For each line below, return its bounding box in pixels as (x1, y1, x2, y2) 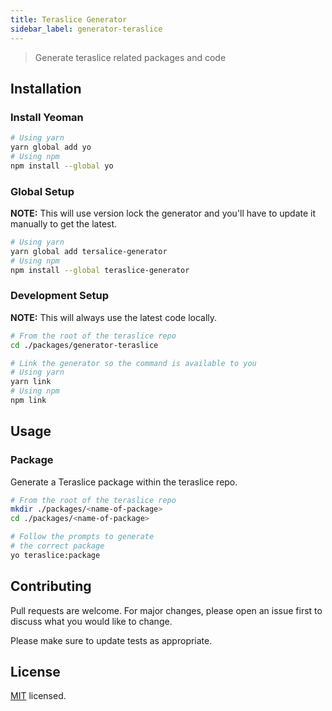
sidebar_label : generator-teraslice (10, 24, 163, 34)
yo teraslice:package (10, 550, 101, 560)
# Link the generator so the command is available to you (10, 358, 257, 368)
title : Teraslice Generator (10, 14, 128, 25)
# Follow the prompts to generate (10, 532, 155, 542)
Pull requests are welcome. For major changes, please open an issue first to (10, 604, 323, 616)
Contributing (10, 578, 92, 595)
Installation (10, 80, 82, 97)
